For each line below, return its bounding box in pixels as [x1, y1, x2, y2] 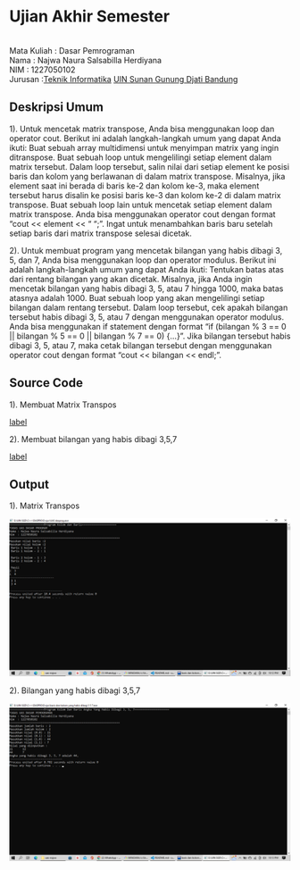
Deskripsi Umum [9, 100, 104, 115]
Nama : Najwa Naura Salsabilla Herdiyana [9, 54, 162, 65]
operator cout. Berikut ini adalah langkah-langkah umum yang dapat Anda [9, 132, 281, 144]
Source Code [9, 375, 83, 390]
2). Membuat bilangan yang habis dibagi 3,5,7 [9, 433, 178, 444]
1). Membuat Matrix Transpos [9, 399, 117, 410]
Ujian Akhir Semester [9, 6, 171, 27]
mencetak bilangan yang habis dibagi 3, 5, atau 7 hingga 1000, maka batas [9, 283, 284, 294]
